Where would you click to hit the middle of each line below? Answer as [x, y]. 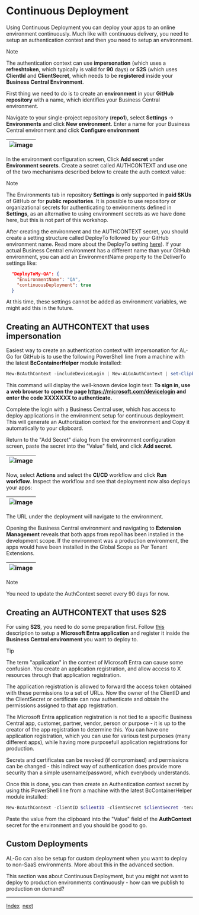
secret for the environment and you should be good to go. [77, 825]
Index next [20, 905]
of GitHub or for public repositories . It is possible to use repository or [91, 201]
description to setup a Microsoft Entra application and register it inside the [98, 633]
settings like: [22, 263]
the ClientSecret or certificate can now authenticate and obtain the [87, 699]
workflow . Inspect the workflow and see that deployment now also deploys [98, 482]
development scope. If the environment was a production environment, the [97, 541]
